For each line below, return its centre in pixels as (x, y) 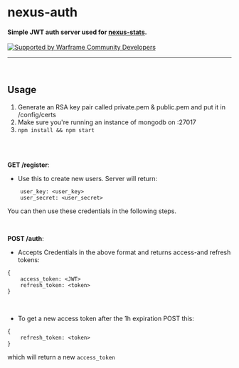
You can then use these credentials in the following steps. (92, 211)
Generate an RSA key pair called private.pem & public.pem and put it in (122, 107)
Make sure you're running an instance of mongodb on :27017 (107, 122)
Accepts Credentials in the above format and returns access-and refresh (124, 252)
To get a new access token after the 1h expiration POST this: (106, 318)
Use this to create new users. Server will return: (87, 178)
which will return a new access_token (61, 357)
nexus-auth (43, 12)
